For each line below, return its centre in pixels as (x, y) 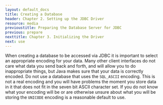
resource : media (22, 23)
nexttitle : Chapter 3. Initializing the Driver (55, 37)
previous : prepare (24, 32)
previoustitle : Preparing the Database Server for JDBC (63, 28)
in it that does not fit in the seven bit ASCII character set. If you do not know (81, 87)
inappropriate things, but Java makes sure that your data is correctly (74, 71)
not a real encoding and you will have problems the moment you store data (81, 81)
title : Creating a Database (34, 14)
